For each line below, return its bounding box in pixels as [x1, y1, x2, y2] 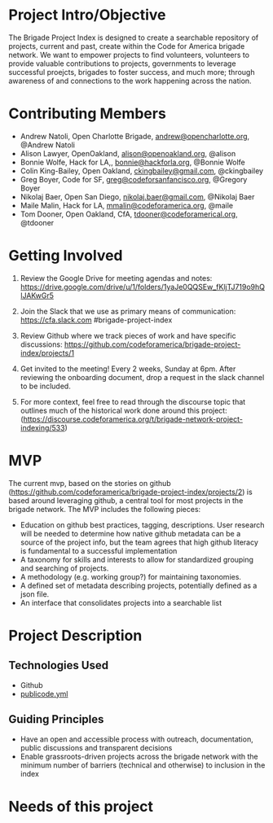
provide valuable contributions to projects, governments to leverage [8, 59, 236, 68]
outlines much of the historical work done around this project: [20, 405, 227, 415]
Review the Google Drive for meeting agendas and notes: [20, 273, 213, 282]
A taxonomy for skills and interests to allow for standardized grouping [20, 554, 254, 564]
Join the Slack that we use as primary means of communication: [20, 306, 236, 316]
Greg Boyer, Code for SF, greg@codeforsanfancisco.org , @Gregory [20, 174, 248, 184]
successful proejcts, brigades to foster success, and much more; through [8, 67, 255, 77]
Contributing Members [8, 104, 167, 123]
